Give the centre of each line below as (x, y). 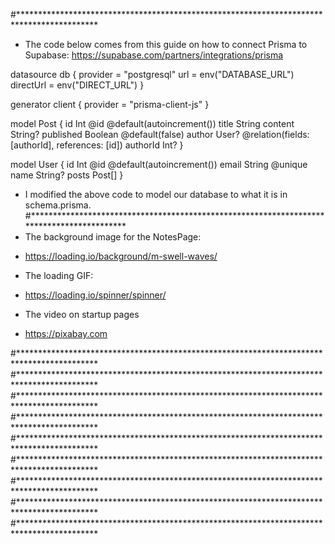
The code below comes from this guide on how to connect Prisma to (166, 44)
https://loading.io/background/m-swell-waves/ (121, 256)
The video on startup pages (82, 314)
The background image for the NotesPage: (113, 237)
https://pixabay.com (66, 333)
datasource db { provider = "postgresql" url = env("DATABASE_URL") (152, 74)
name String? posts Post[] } (67, 175)
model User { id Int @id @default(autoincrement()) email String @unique (159, 164)
